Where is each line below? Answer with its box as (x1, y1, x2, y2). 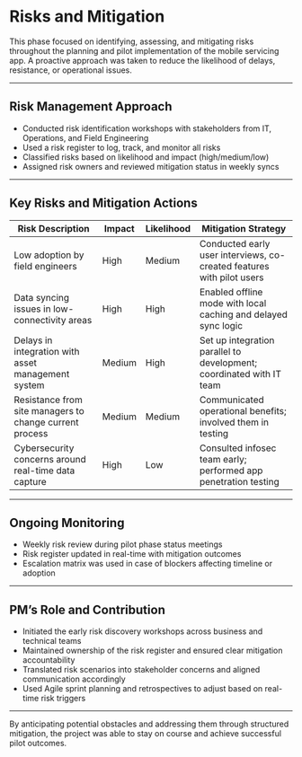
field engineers (13, 260, 78, 272)
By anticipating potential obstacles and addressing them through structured (9, 718, 289, 729)
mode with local (199, 296, 267, 309)
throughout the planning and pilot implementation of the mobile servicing (9, 45, 280, 56)
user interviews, (199, 249, 267, 261)
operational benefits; (199, 404, 287, 417)
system (13, 379, 45, 392)
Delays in (13, 334, 53, 347)
